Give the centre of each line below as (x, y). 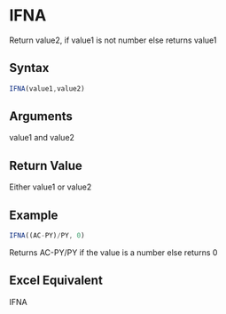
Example (34, 215)
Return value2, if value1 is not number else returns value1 (113, 40)
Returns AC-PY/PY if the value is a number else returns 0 (113, 252)
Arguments (41, 117)
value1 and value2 (42, 138)
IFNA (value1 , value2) (47, 89)
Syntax (29, 68)
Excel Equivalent (56, 281)
